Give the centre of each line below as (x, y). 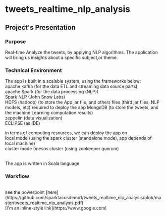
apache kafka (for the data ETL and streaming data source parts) (71, 86)
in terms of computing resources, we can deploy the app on (66, 133)
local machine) (20, 143)
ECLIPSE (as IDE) (23, 123)
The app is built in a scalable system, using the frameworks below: (73, 81)
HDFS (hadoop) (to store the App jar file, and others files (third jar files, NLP (82, 102)
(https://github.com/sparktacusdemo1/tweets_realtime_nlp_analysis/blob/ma (83, 198)
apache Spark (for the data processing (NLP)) (52, 92)
